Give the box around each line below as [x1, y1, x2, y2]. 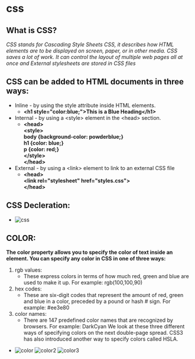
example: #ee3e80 [23, 304, 70, 311]
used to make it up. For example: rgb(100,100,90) [23, 279, 143, 286]
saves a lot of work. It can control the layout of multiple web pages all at [6, 54, 183, 60]
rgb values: [14, 266, 43, 273]
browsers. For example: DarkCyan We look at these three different [23, 323, 185, 330]
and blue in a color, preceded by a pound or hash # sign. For [23, 298, 171, 305]
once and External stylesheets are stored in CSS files [6, 60, 136, 67]
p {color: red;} [23, 145, 60, 152]
